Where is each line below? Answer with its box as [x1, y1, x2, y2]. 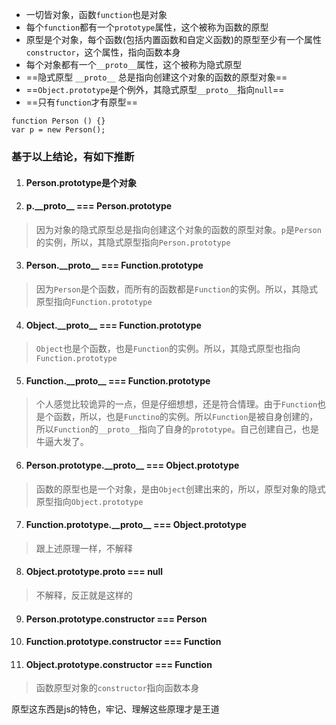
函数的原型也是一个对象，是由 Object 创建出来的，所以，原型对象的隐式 [35, 483, 326, 495]
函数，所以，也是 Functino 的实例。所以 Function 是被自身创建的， [53, 411, 319, 423]
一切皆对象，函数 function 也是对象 [25, 9, 168, 20]
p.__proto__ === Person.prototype [25, 200, 173, 212]
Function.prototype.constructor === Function [25, 636, 222, 648]
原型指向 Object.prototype [35, 495, 144, 507]
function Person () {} [11, 116, 106, 126]
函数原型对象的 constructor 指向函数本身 [35, 682, 200, 694]
